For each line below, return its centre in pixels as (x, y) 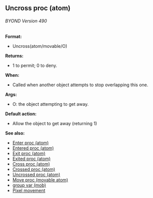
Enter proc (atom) (30, 143)
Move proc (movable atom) (40, 180)
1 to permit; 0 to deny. (35, 65)
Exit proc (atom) (29, 153)
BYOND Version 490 (26, 21)
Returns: (14, 56)
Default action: (21, 114)
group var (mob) (29, 185)
